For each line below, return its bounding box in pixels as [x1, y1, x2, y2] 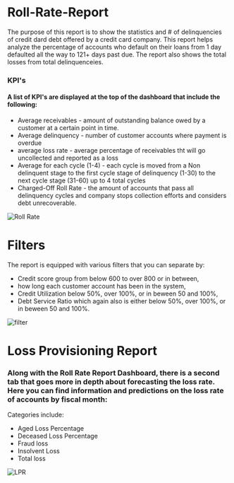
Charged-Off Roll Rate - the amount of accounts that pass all [17, 184, 194, 192]
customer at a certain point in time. [17, 124, 120, 132]
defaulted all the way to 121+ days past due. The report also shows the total [7, 50, 227, 59]
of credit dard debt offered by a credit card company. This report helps [7, 35, 214, 43]
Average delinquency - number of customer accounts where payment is [17, 132, 227, 140]
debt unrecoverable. [17, 199, 77, 207]
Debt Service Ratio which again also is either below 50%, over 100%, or [17, 297, 226, 305]
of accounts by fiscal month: [7, 395, 108, 405]
